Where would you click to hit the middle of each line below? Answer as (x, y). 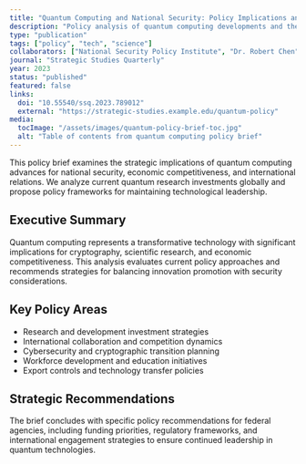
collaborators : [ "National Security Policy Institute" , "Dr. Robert (142, 52)
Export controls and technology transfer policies (113, 370)
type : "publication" (49, 35)
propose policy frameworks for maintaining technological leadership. (138, 191)
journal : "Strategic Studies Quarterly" (87, 60)
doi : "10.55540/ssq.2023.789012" (81, 103)
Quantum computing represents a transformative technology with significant (153, 242)
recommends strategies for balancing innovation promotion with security (146, 271)
